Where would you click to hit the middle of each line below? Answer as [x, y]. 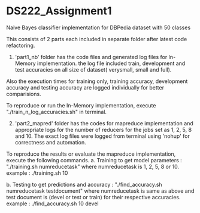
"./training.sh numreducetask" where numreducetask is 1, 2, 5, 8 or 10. [93, 166]
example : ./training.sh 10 [37, 173]
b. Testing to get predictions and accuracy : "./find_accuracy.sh [84, 184]
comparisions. [24, 94]
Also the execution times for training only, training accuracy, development [97, 81]
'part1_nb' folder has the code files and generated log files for [91, 57]
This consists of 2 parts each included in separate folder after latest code [97, 39]
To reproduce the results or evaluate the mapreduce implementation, [91, 154]
